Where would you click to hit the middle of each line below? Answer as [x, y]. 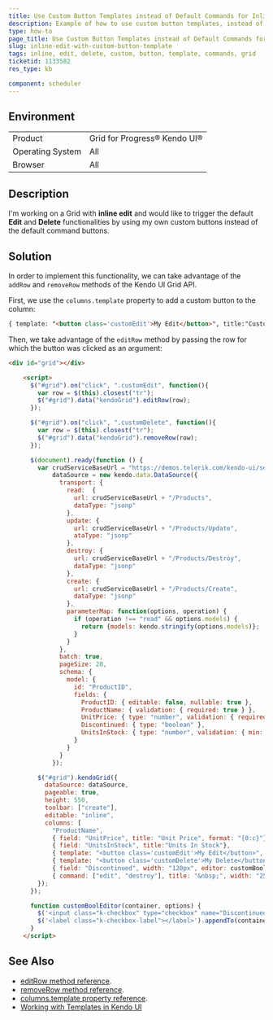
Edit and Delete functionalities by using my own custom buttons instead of [133, 222]
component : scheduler [45, 83]
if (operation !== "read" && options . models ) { [156, 619]
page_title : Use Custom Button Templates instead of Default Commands [130, 39]
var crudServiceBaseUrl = [82, 468]
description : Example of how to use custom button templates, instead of [136, 24]
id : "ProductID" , [103, 687]
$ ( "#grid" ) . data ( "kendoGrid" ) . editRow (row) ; [114, 401]
